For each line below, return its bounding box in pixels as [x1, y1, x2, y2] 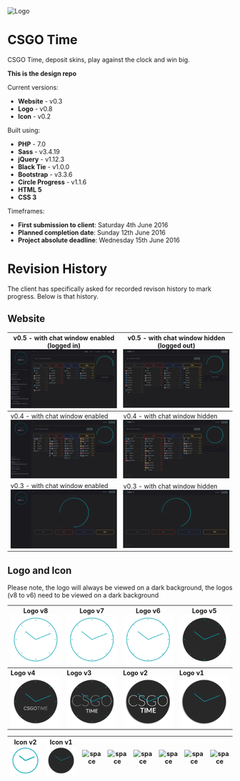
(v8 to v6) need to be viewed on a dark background [7, 590, 159, 600]
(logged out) [157, 342, 196, 350]
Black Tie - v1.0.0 [17, 162, 70, 171]
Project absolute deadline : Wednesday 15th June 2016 [17, 236, 180, 244]
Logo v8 [23, 607, 49, 615]
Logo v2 [123, 668, 149, 677]
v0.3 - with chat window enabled [10, 482, 109, 490]
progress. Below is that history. [7, 292, 99, 300]
